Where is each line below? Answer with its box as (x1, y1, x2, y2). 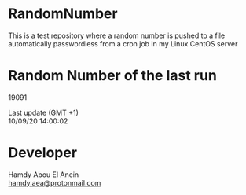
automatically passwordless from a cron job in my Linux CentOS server (8, 39, 238, 48)
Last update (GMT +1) (8, 108, 79, 117)
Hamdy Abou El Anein (8, 170, 79, 179)
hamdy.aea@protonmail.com (8, 178, 101, 187)
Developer (8, 144, 77, 162)
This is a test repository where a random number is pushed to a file (8, 31, 226, 40)
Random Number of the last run (8, 67, 218, 85)
